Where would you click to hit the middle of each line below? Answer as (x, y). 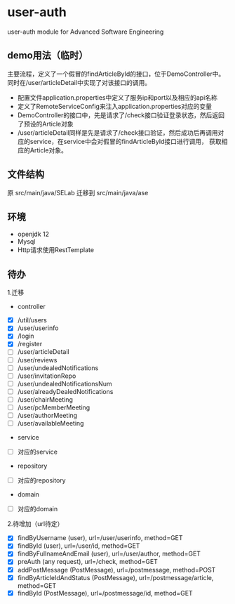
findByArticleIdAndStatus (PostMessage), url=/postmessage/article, (115, 577)
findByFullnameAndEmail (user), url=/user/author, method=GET (109, 554)
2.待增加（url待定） (35, 524)
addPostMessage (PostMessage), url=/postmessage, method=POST (116, 570)
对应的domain (38, 509)
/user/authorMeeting (47, 415)
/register (30, 344)
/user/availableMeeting (51, 423)
